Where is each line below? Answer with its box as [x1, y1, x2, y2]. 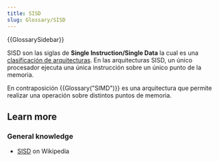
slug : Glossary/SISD [7, 16, 66, 23]
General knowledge [7, 131, 74, 141]
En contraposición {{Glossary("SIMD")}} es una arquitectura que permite [7, 84, 212, 92]
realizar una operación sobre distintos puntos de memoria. [7, 91, 172, 100]
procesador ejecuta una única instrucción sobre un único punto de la [7, 63, 202, 71]
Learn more [7, 111, 57, 122]
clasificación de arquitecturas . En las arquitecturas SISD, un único [7, 56, 193, 64]
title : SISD [7, 10, 41, 17]
